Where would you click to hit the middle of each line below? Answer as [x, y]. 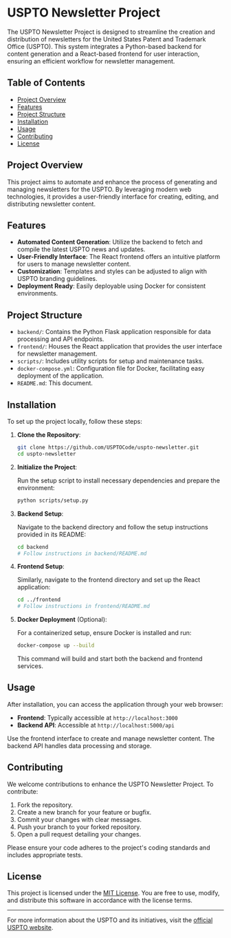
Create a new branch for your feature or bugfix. [84, 812]
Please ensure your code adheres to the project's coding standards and [109, 848]
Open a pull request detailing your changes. [79, 834]
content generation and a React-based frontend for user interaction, [103, 54]
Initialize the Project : [47, 467]
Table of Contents [46, 83]
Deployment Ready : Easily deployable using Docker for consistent [111, 286]
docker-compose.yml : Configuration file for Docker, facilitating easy [111, 369]
